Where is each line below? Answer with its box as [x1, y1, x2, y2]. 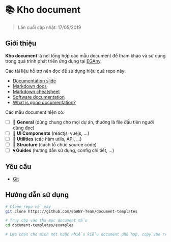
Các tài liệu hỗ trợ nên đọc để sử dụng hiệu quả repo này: [5, 68, 126, 74]
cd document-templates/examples [5, 223, 74, 228]
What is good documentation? [12, 99, 76, 105]
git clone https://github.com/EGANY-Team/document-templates [5, 209, 138, 214]
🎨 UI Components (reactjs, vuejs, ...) [12, 130, 90, 136]
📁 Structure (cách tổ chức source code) [12, 141, 97, 147]
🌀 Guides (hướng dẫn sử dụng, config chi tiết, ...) [12, 147, 115, 153]
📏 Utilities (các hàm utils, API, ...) [12, 136, 82, 142]
